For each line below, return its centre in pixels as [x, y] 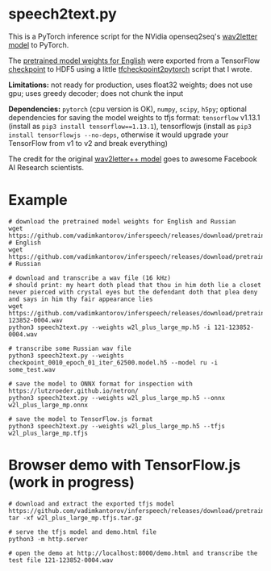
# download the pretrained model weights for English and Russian [122, 221]
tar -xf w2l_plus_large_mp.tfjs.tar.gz [75, 518]
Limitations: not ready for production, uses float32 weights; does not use [130, 85]
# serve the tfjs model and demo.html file [83, 532]
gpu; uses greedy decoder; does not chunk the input [96, 93]
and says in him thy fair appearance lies [81, 299]
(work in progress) [72, 483]
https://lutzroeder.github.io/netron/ [73, 391]
